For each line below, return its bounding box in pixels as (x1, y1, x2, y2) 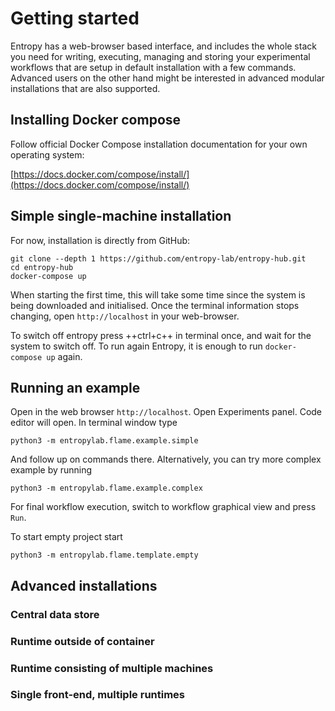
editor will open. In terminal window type (10, 417, 178, 429)
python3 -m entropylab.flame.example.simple (10, 436, 199, 446)
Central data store (10, 607, 100, 621)
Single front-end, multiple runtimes (10, 688, 186, 702)
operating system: (10, 148, 85, 161)
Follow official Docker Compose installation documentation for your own (10, 138, 308, 150)
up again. (46, 350, 83, 362)
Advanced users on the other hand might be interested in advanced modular (10, 72, 325, 84)
